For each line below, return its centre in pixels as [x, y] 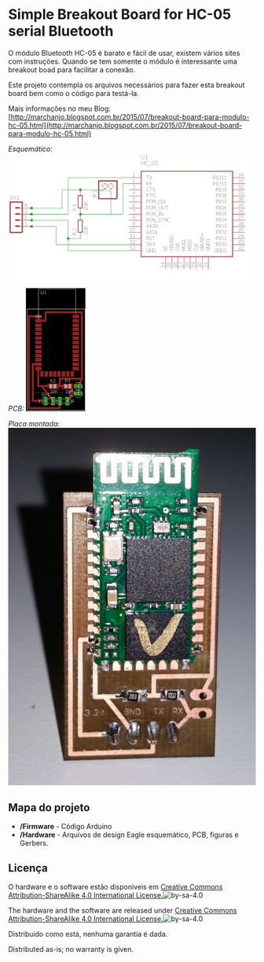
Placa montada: [34, 424]
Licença [28, 868]
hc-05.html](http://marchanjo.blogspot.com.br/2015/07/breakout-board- [125, 125]
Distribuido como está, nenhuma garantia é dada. [88, 934]
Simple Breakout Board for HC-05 [120, 15]
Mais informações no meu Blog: [60, 109]
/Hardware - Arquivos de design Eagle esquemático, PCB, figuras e [129, 835]
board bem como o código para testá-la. [73, 93]
